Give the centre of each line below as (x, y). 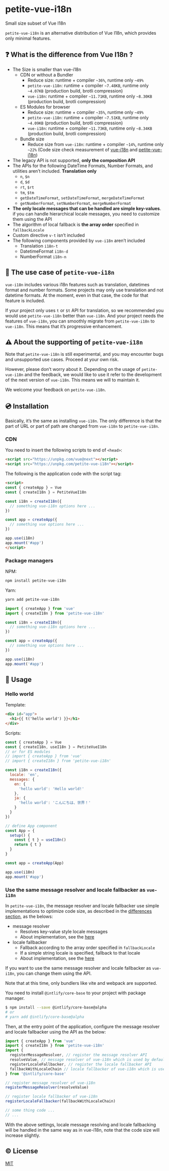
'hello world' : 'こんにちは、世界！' (55, 803)
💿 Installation (27, 406)
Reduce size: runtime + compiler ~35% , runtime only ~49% (86, 112)
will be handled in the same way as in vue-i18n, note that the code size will (82, 1130)
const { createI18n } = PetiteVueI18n (46, 492)
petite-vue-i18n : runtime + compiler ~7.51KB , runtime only (88, 117)
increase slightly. (23, 1135)
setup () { (20, 835)
